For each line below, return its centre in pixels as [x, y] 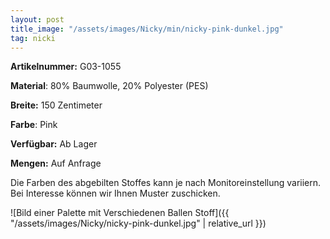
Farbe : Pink [34, 125]
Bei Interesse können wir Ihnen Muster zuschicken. [115, 193]
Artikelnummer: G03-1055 [66, 67]
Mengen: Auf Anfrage [56, 163]
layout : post [37, 19]
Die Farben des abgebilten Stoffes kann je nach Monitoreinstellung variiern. [166, 183]
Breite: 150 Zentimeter [56, 105]
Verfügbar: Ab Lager [54, 144]
